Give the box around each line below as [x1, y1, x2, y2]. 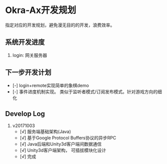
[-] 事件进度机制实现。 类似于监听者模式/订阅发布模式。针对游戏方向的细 [12, 88, 162, 95]
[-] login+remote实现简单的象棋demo [12, 82, 89, 88]
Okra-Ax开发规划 [5, 4, 76, 16]
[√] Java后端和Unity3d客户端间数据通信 [19, 141, 101, 147]
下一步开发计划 [5, 68, 51, 77]
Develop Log [5, 109, 45, 118]
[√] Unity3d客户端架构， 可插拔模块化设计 [19, 148, 106, 154]
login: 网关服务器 [12, 52, 47, 58]
